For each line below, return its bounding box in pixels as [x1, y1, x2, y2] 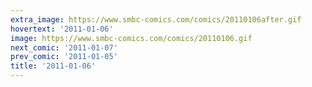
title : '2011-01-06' [10, 61, 97, 71]
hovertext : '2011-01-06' [10, 24, 114, 34]
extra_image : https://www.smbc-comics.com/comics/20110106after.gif [10, 14, 302, 25]
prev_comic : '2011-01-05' [10, 52, 118, 62]
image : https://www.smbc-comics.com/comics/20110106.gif [10, 33, 253, 43]
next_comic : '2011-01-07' [10, 42, 118, 53]
